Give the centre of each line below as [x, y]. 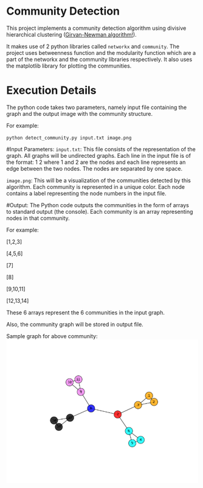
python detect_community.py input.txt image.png [69, 138]
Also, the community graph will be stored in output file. [75, 324]
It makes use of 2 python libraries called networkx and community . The [93, 46]
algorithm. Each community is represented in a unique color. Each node [96, 186]
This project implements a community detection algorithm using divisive [96, 28]
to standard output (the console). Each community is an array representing [100, 211]
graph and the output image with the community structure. [80, 113]
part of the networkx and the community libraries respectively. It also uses [99, 59]
